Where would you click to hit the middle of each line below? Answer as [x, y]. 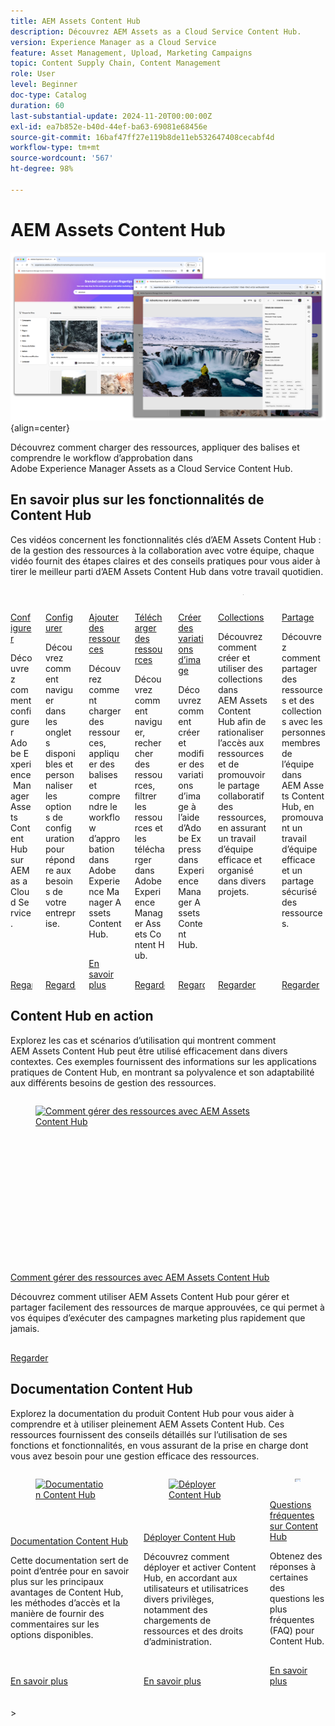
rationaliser [241, 732]
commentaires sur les [55, 1624]
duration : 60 [37, 105]
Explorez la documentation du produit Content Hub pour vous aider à [152, 1413]
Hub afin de [242, 722]
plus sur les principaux [57, 1581]
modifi [191, 753]
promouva [302, 817]
